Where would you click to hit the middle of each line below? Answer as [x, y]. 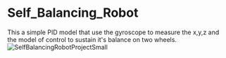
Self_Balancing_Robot [73, 13]
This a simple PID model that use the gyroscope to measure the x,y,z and [113, 32]
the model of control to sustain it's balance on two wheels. [92, 39]
